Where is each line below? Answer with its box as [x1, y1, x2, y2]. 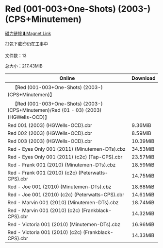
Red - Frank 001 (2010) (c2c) [7, 169, 78, 176]
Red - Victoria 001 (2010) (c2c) [7, 229, 82, 235]
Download [131, 74, 156, 81]
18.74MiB [131, 199, 155, 206]
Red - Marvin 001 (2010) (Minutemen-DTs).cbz [7, 199, 119, 206]
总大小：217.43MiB [5, 63, 43, 69]
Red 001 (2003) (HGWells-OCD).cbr [7, 122, 93, 128]
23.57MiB [131, 153, 155, 160]
